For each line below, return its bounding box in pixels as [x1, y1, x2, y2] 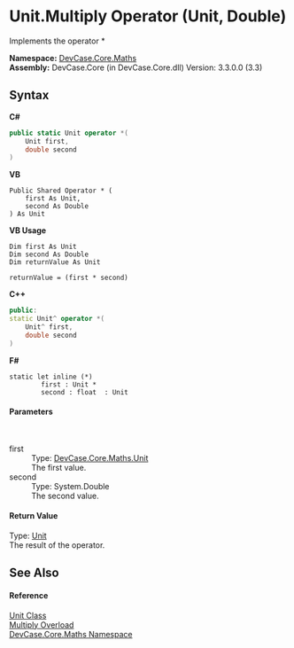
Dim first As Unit [9, 242, 77, 252]
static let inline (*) [9, 372, 93, 381]
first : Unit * [41, 379, 97, 389]
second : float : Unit [41, 387, 128, 396]
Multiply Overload [9, 619, 74, 630]
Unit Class [9, 610, 47, 621]
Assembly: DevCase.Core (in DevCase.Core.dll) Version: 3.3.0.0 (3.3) [9, 62, 263, 73]
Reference [9, 590, 49, 601]
